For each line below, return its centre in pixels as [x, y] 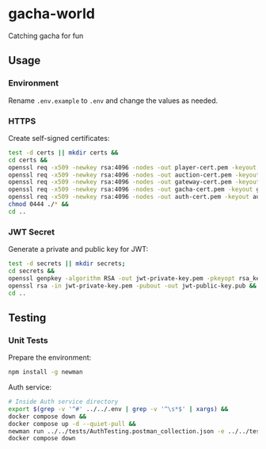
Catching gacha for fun [46, 36]
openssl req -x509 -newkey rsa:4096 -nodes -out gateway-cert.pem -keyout [134, 182]
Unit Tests [28, 340]
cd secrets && [32, 271]
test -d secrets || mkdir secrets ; [67, 264]
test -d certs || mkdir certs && [63, 152]
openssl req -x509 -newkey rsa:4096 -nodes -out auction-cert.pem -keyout [134, 175]
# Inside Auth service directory [63, 402]
